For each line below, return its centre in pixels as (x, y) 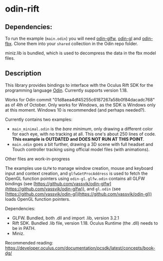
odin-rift (22, 9)
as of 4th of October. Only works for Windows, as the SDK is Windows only (80, 105)
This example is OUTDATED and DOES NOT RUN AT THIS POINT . (78, 139)
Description (23, 73)
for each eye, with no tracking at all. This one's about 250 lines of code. (84, 134)
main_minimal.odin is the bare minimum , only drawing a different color (82, 129)
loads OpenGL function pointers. (38, 199)
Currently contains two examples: (39, 119)
